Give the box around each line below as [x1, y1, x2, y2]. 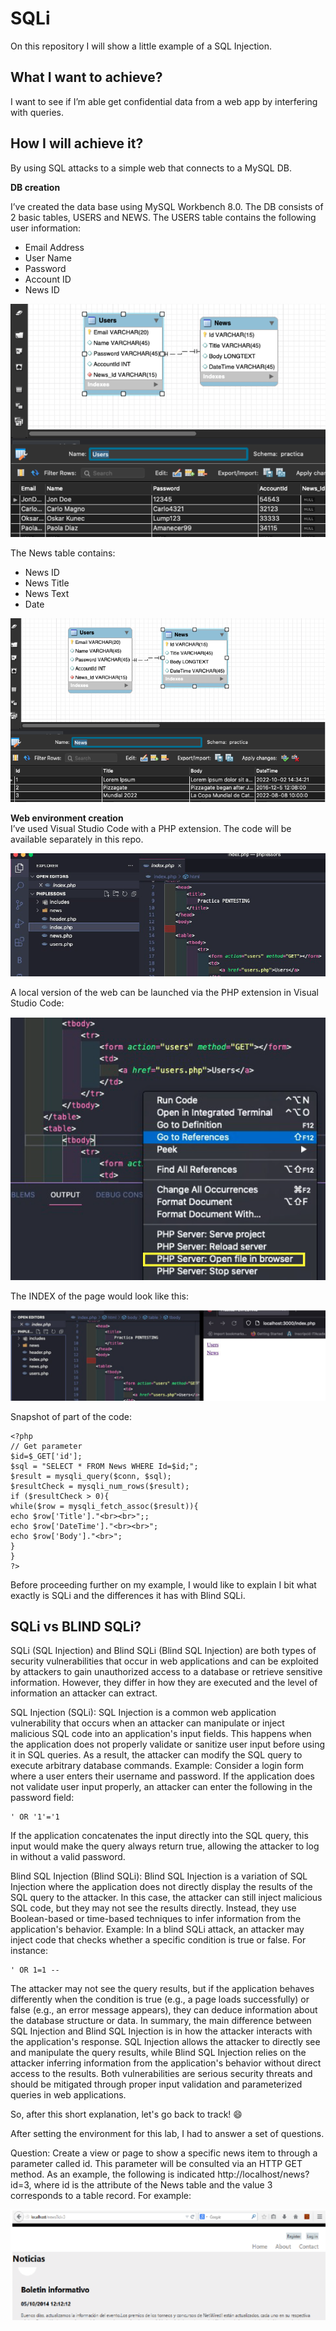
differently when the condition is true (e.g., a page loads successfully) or [10, 1993, 310, 2006]
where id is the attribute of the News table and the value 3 [33, 2179, 273, 2191]
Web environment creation [10, 812, 124, 824]
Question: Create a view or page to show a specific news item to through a [10, 2147, 318, 2159]
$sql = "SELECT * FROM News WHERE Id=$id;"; [10, 1461, 199, 1471]
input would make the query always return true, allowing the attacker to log [10, 1840, 320, 1852]
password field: [10, 1792, 75, 1804]
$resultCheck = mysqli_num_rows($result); [10, 1481, 190, 1491]
